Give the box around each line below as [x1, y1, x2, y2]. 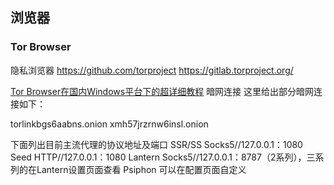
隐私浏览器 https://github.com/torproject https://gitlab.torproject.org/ [10, 64, 294, 76]
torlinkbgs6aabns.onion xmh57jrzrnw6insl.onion [10, 118, 209, 130]
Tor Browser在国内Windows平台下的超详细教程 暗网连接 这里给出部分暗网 [10, 85, 315, 97]
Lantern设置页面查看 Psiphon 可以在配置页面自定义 [36, 163, 247, 175]
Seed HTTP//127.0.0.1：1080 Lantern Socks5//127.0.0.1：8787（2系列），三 [10, 151, 316, 163]
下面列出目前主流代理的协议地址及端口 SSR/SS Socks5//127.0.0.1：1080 [10, 138, 303, 150]
